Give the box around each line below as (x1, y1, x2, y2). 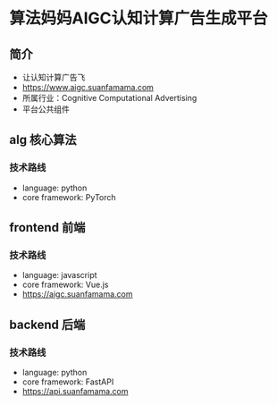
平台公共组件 (21, 104, 70, 114)
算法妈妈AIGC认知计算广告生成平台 (9, 8, 268, 29)
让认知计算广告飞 (21, 72, 86, 82)
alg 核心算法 (9, 132, 78, 148)
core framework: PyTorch (21, 191, 116, 202)
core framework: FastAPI (21, 376, 114, 387)
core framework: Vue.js (21, 279, 109, 291)
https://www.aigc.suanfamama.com (21, 82, 155, 92)
